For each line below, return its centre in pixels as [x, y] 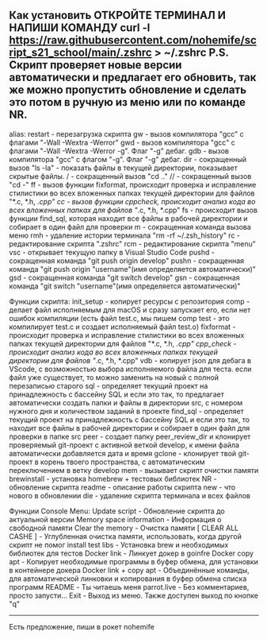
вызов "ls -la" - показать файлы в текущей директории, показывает [124, 168]
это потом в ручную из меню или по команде [128, 102]
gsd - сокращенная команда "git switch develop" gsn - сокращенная [124, 277]
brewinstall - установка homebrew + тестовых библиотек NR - [113, 478]
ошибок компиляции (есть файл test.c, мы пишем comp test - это [119, 318]
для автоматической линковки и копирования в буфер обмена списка [128, 579]
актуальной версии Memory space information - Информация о [115, 519]
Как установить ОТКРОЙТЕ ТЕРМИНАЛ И [118, 15]
